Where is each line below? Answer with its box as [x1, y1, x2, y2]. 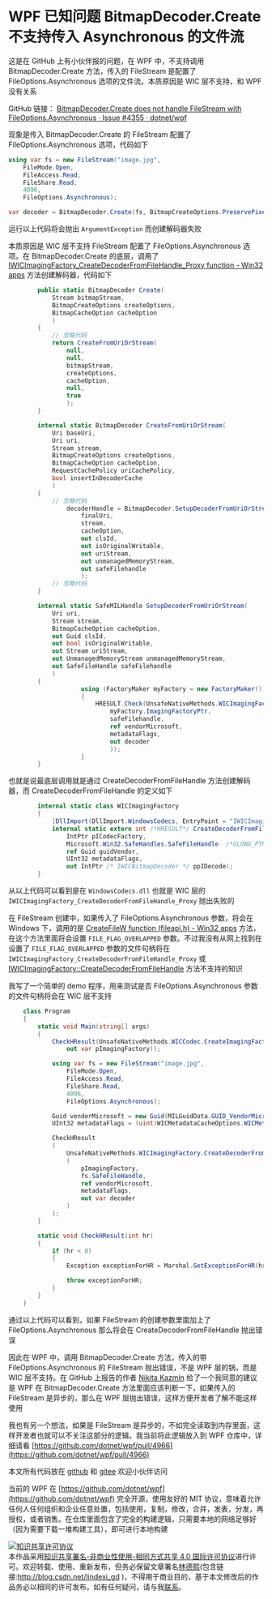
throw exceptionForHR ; [66, 1276, 143, 1285]
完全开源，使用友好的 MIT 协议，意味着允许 [116, 1494, 261, 1503]
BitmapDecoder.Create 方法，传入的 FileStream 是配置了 [8, 66, 197, 75]
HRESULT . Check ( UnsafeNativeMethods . [95, 700, 219, 708]
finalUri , [80, 512, 114, 520]
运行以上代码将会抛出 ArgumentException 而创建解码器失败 [8, 224, 202, 234]
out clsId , [80, 534, 117, 543]
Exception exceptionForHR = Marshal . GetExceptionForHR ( [66, 1262, 259, 1270]
